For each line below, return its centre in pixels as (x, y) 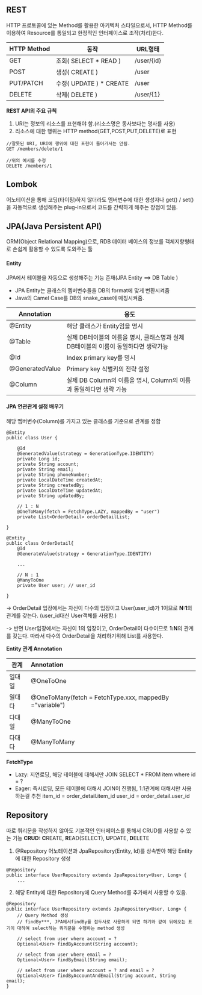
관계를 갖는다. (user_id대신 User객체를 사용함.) (62, 615)
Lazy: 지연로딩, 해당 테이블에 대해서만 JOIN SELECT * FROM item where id (105, 774)
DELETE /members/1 (29, 166)
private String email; (45, 469)
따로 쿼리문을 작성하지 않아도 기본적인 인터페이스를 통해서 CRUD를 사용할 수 (96, 830)
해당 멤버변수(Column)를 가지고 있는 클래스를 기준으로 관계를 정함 (84, 421)
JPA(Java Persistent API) (54, 226)
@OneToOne (49, 680)
